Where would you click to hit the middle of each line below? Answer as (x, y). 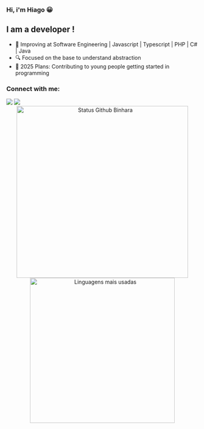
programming (32, 73)
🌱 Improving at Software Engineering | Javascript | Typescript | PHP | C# (106, 44)
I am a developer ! (40, 30)
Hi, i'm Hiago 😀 (30, 10)
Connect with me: (33, 89)
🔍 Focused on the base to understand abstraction (78, 57)
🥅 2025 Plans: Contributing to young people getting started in (92, 66)
